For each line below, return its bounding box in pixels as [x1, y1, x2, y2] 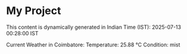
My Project [6, 4, 61, 18]
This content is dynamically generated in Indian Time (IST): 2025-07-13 [6, 23, 182, 31]
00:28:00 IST [6, 29, 39, 36]
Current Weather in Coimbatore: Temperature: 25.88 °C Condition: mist [6, 41, 180, 48]
